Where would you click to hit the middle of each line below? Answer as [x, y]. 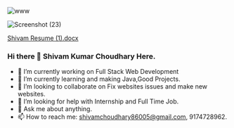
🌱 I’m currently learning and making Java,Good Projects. [99, 79]
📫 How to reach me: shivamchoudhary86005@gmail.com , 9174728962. [122, 117]
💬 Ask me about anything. [55, 109]
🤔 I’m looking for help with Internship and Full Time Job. [98, 101]
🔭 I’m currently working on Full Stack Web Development [98, 72]
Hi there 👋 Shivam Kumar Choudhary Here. [82, 56]
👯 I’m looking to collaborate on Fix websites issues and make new [112, 87]
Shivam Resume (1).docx [43, 38]
